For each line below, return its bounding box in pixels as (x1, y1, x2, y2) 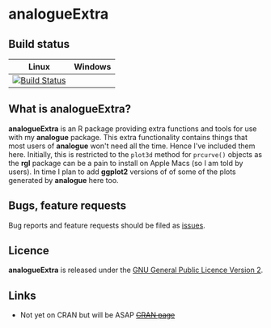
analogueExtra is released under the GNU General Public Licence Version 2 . (8, 265, 264, 275)
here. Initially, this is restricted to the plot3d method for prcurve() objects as (8, 149, 263, 159)
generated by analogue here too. (8, 175, 119, 185)
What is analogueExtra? (8, 102, 132, 116)
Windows (74, 62, 112, 72)
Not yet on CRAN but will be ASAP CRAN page (19, 310, 176, 320)
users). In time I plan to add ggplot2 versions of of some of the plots (8, 167, 236, 177)
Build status (8, 37, 70, 51)
